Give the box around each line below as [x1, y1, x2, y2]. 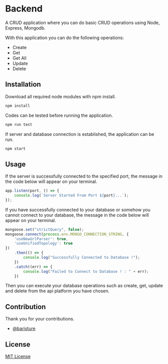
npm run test [5, 122, 33, 127]
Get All [12, 55, 27, 61]
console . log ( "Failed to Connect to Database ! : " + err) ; [23, 269, 149, 274]
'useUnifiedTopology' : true [14, 241, 73, 246]
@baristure [12, 325, 36, 331]
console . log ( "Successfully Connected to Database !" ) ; [23, 255, 140, 260]
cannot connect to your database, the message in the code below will [5, 212, 149, 218]
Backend [5, 3, 43, 15]
